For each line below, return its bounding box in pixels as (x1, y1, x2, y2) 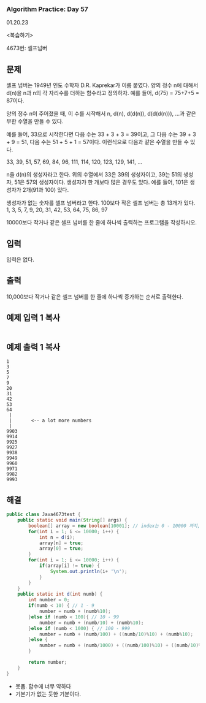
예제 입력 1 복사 (6, 313, 60, 323)
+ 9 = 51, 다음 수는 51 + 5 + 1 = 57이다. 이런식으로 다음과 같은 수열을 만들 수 (6, 139, 189, 146)
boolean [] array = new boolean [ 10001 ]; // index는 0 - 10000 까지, (28, 523, 200, 529)
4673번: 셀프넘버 (6, 45, 48, 52)
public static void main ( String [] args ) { (17, 517, 128, 523)
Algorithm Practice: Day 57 (6, 5, 88, 13)
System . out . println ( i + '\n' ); (50, 568, 128, 574)
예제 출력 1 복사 (6, 342, 60, 352)
